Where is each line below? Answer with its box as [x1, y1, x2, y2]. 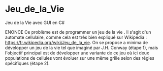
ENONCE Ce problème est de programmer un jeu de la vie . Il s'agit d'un [5, 29, 151, 35]
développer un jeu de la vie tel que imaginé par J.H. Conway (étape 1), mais [5, 45, 159, 50]
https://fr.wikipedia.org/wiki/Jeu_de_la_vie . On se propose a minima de [5, 39, 148, 45]
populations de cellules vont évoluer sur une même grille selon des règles [5, 55, 155, 61]
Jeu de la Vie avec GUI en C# [5, 20, 65, 25]
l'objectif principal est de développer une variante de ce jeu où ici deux [5, 50, 149, 56]
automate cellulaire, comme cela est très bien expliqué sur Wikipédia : [5, 34, 147, 40]
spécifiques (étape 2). [5, 60, 50, 66]
